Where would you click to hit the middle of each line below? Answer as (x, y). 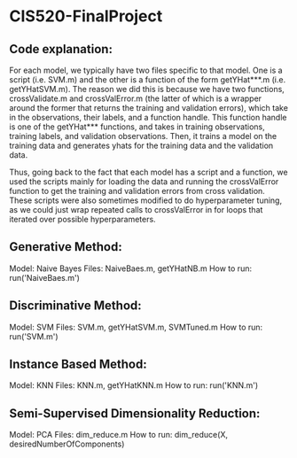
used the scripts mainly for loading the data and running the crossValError (144, 182)
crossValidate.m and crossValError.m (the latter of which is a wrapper (136, 98)
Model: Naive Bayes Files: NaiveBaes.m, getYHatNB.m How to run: (131, 268)
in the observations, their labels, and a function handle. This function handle (148, 117)
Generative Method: (66, 247)
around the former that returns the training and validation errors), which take (148, 108)
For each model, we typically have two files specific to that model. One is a (146, 70)
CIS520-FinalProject (86, 16)
